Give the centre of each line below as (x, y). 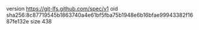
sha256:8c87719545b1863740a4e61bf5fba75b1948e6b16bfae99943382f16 (100, 15)
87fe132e (18, 21)
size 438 (41, 21)
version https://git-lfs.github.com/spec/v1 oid (62, 9)
